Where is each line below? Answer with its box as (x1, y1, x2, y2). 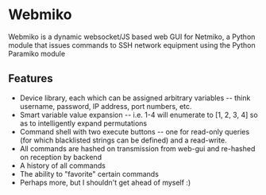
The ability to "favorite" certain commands (19, 169, 159, 178)
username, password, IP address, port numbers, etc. (19, 101, 192, 111)
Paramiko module (8, 49, 66, 58)
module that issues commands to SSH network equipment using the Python (8, 40, 256, 49)
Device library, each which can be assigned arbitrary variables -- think (19, 93, 251, 103)
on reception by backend (19, 152, 102, 162)
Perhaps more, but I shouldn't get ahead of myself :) (19, 177, 191, 187)
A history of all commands (19, 161, 106, 170)
